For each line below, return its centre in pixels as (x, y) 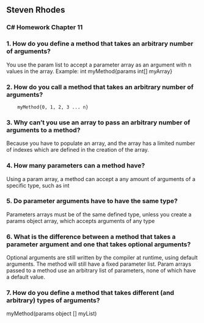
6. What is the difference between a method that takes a (91, 236)
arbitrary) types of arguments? (53, 300)
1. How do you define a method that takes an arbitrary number (100, 44)
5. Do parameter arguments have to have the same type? (92, 201)
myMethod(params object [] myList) (52, 314)
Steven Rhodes (36, 10)
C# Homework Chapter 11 (45, 27)
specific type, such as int (38, 185)
